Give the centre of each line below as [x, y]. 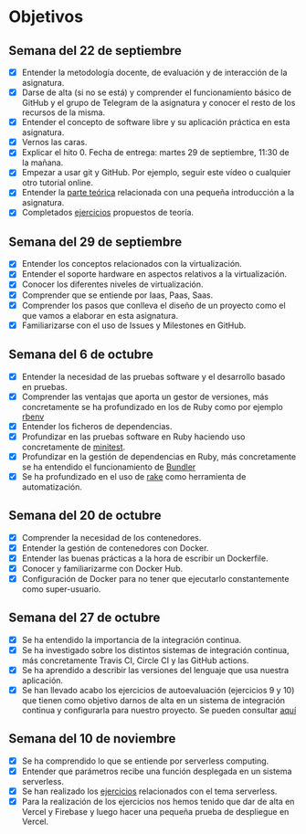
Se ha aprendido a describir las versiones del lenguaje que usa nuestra [155, 670]
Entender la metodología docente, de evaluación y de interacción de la [154, 72]
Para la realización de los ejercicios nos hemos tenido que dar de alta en [158, 802]
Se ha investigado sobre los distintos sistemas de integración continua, [155, 649]
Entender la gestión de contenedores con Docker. [115, 548]
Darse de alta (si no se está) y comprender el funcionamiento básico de [156, 92]
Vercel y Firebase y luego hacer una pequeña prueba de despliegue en [155, 812]
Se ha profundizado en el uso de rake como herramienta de [134, 476]
